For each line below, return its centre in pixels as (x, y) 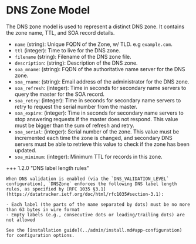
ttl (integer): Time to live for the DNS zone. (67, 50)
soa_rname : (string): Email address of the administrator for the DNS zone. (102, 81)
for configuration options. (40, 235)
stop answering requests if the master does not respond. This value (96, 119)
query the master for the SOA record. (59, 94)
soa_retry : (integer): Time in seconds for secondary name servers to (98, 100)
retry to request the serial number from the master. (76, 106)
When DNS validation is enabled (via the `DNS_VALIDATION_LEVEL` (87, 179)
